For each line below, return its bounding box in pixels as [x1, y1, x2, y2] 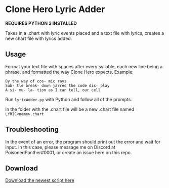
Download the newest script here [5, 177, 74, 183]
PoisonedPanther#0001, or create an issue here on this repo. [5, 149, 132, 155]
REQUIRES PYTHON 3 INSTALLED [5, 20, 77, 26]
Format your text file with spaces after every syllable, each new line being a [5, 63, 163, 69]
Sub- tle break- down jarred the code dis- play [5, 83, 110, 88]
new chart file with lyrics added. [5, 35, 72, 41]
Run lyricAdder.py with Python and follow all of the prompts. [5, 96, 133, 102]
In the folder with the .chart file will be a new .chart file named [5, 106, 135, 112]
